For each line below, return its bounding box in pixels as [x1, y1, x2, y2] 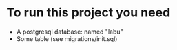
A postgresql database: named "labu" [16, 27, 123, 36]
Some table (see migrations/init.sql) [16, 34, 118, 42]
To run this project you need [6, 5, 171, 21]
